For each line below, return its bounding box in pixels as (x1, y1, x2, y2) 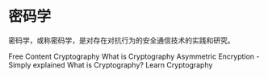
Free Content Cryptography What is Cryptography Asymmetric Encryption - (8, 51, 260, 61)
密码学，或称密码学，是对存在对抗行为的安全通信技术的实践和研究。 (8, 35, 235, 45)
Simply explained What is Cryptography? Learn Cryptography (8, 60, 213, 69)
